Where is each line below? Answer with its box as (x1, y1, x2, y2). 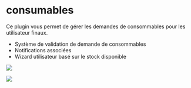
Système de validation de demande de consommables (14, 40, 146, 48)
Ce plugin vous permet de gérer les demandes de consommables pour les (6, 23, 186, 30)
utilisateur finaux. (6, 29, 48, 36)
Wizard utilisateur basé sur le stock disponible (14, 53, 126, 60)
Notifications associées (14, 46, 72, 53)
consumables (6, 4, 74, 17)
